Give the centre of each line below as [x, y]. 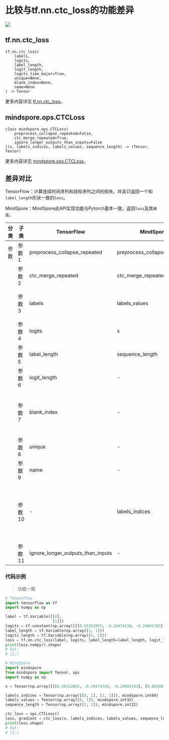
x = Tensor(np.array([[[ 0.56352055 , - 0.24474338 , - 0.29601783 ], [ [76, 686]
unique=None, [28, 78]
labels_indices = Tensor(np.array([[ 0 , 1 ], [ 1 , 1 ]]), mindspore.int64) [82, 695]
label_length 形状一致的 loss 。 [36, 198]
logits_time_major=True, [40, 73]
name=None [25, 87]
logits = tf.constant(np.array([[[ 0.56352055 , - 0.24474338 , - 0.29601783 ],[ [86, 626]
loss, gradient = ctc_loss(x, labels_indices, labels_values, [72, 719]
